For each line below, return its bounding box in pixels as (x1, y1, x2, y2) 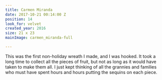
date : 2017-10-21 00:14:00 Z (5, 12, 66, 17)
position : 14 (5, 16, 33, 21)
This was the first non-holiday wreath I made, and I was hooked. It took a (5, 53, 156, 59)
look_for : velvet (5, 21, 42, 26)
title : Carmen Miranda (5, 7, 53, 12)
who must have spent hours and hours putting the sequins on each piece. (5, 69, 157, 75)
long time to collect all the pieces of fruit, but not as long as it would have (5, 58, 156, 64)
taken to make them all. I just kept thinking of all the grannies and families (5, 63, 157, 70)
